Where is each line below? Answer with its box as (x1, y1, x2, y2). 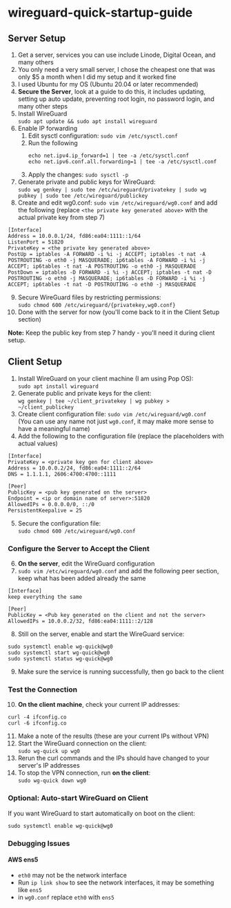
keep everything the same (8, 593, 82, 601)
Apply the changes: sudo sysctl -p (28, 171, 129, 178)
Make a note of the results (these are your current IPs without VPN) (17, 732, 210, 741)
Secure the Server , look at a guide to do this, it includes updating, (17, 88, 206, 95)
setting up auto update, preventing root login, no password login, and (17, 95, 214, 103)
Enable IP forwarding (17, 124, 78, 132)
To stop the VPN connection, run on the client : (17, 769, 151, 777)
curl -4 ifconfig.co (8, 714, 68, 721)
